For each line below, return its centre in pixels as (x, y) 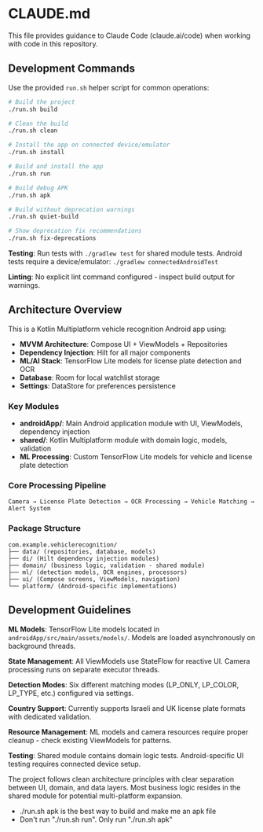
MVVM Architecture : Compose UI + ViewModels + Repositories (123, 344)
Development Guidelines (70, 610)
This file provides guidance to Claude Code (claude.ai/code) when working (130, 35)
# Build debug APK (38, 188)
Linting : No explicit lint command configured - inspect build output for (122, 277)
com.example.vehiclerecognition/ (63, 545)
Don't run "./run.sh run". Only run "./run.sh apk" (96, 819)
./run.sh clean (33, 131)
